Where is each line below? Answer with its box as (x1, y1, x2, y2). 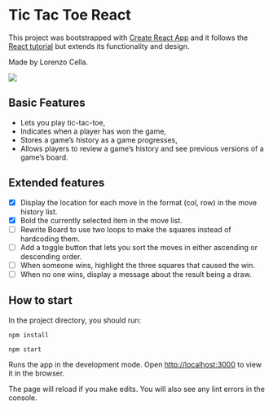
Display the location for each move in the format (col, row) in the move (20, 197, 258, 207)
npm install (8, 331, 49, 339)
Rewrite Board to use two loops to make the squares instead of (20, 224, 232, 234)
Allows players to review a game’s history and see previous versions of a (20, 143, 265, 153)
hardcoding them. (20, 234, 81, 244)
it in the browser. (8, 368, 65, 378)
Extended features (8, 176, 105, 190)
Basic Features (8, 96, 86, 110)
